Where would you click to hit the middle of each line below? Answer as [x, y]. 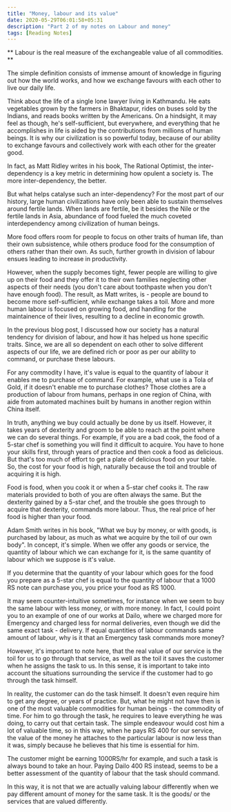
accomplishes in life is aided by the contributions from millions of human [110, 131]
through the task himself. [42, 681]
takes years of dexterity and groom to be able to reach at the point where [111, 430]
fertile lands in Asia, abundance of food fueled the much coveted [99, 216]
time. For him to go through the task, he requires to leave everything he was [115, 716]
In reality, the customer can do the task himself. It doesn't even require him [113, 694]
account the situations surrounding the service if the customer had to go [110, 673]
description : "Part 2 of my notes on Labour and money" [89, 26]
